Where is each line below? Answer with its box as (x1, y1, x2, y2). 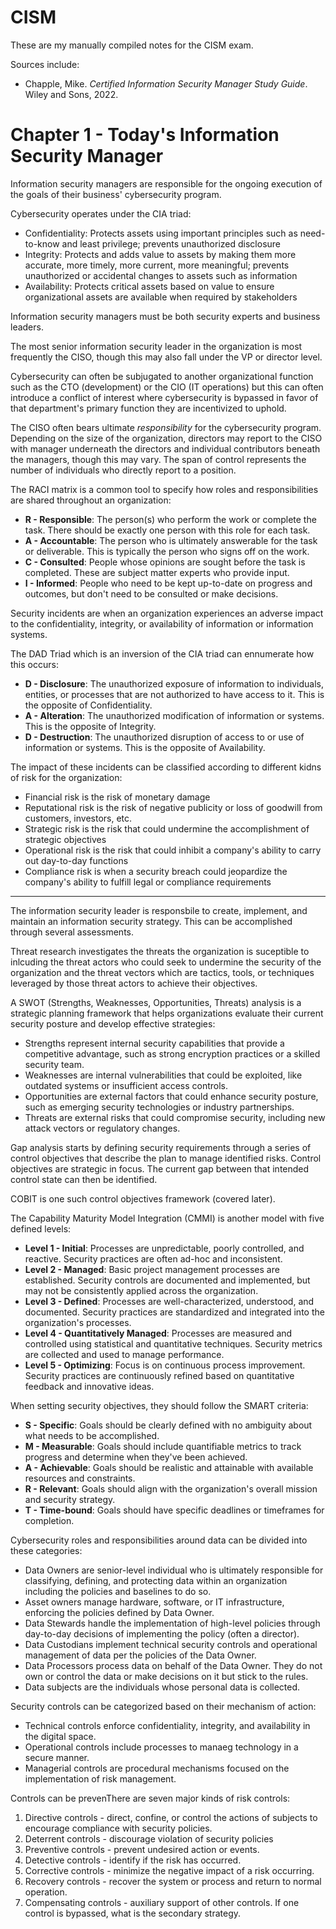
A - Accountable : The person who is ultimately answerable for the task (24, 534, 318, 546)
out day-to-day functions (24, 854, 129, 866)
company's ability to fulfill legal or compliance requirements (24, 876, 272, 888)
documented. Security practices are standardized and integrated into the (24, 1306, 325, 1318)
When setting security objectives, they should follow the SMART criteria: (10, 1399, 309, 1411)
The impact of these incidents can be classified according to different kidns (10, 761, 322, 773)
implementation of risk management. (24, 1772, 177, 1785)
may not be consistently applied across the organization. (24, 1284, 259, 1296)
